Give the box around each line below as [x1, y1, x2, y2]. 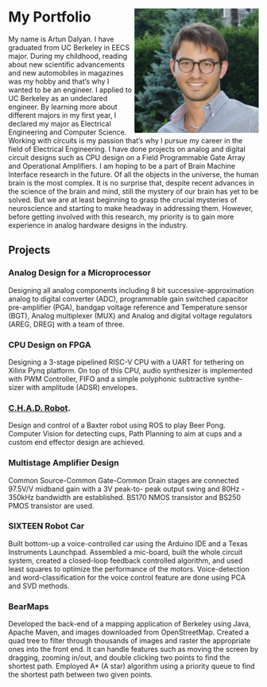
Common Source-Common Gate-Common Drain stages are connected [8, 475, 239, 485]
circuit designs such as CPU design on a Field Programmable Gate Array [8, 152, 246, 162]
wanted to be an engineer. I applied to [8, 84, 133, 95]
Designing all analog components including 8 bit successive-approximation [8, 285, 254, 295]
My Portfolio [8, 8, 91, 26]
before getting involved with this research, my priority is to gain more [8, 212, 234, 221]
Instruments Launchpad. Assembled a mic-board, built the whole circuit [8, 547, 243, 556]
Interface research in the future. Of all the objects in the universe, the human [8, 170, 259, 179]
